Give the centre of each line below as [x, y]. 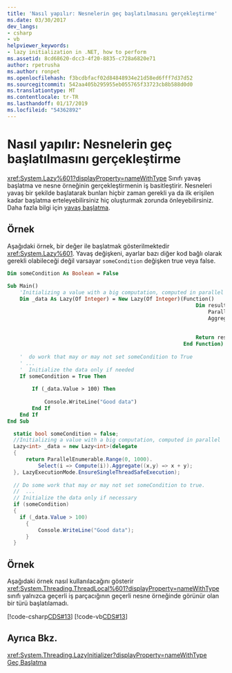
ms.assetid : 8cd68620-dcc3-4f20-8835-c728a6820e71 [81, 59]
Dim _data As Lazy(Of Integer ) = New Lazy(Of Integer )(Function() [117, 299]
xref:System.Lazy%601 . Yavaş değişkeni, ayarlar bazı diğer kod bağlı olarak [115, 253]
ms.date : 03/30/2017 [37, 20]
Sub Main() [23, 286]
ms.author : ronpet [33, 71]
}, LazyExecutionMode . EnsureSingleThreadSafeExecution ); [97, 472]
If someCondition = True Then [63, 376]
